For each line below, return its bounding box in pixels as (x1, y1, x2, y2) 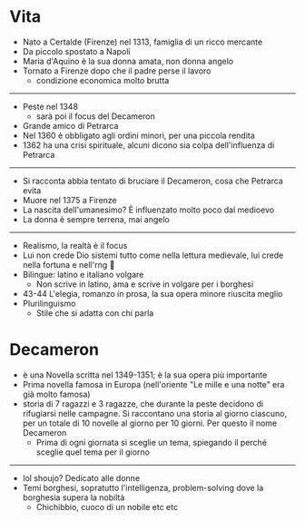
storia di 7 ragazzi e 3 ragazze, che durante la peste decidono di (22, 398, 264, 409)
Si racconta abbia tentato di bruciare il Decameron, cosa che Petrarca (22, 175, 283, 186)
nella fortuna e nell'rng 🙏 (22, 259, 115, 270)
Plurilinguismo (22, 298, 76, 309)
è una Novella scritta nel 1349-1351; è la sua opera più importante (22, 369, 268, 380)
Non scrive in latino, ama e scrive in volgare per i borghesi (35, 279, 254, 290)
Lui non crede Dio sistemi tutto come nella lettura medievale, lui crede (22, 250, 284, 260)
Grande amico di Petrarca (22, 120, 119, 131)
